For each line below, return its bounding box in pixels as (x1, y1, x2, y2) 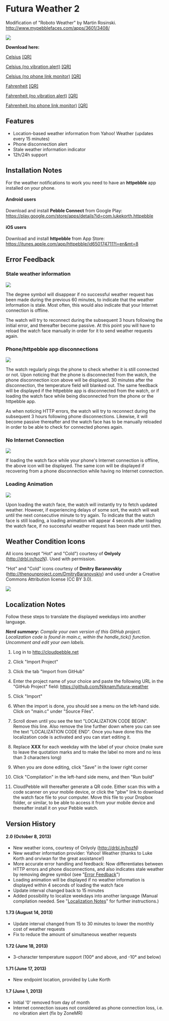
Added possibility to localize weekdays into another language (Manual (13, 892, 158, 899)
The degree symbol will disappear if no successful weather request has (6, 291, 153, 297)
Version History (6, 819, 56, 828)
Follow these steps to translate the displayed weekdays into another (6, 613, 146, 620)
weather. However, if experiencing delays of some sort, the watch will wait (6, 506, 159, 513)
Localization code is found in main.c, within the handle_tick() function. (6, 634, 151, 640)
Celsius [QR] (6, 54, 32, 60)
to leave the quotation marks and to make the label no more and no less (13, 749, 161, 755)
